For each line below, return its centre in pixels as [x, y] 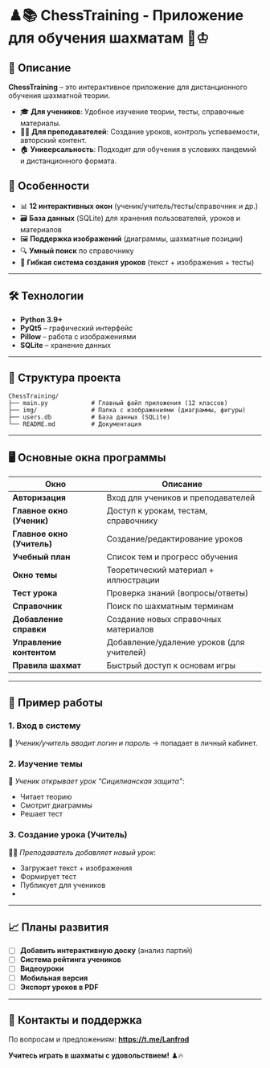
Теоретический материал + [160, 570]
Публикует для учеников [63, 885]
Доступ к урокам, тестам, [157, 511]
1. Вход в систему [45, 726]
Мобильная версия [54, 978]
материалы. [40, 123]
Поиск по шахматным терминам [170, 606]
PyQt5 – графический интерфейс [76, 328]
